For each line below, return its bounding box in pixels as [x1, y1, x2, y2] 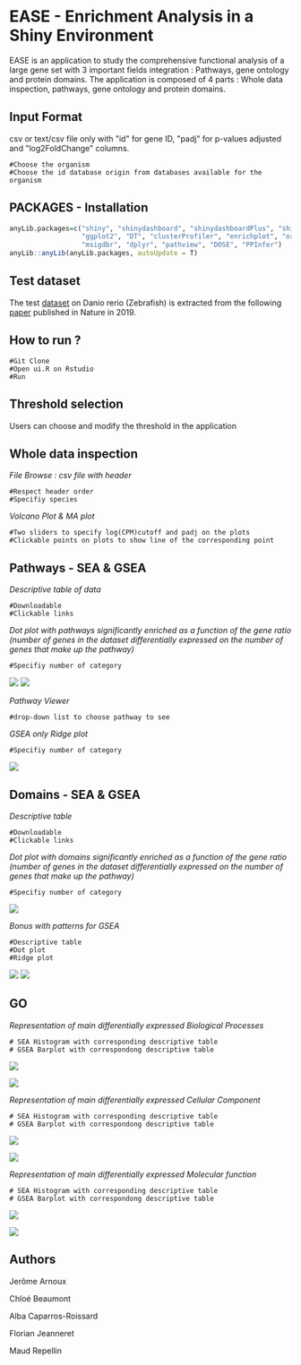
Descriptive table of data [9, 584, 101, 595]
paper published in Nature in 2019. [9, 306, 137, 317]
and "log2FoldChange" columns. [9, 142, 130, 153]
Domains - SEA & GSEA [9, 786, 141, 803]
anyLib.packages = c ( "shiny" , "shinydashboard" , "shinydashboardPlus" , [9, 224, 275, 233]
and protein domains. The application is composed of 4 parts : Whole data [9, 73, 284, 84]
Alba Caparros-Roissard [9, 1310, 99, 1321]
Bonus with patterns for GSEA [9, 920, 120, 931]
